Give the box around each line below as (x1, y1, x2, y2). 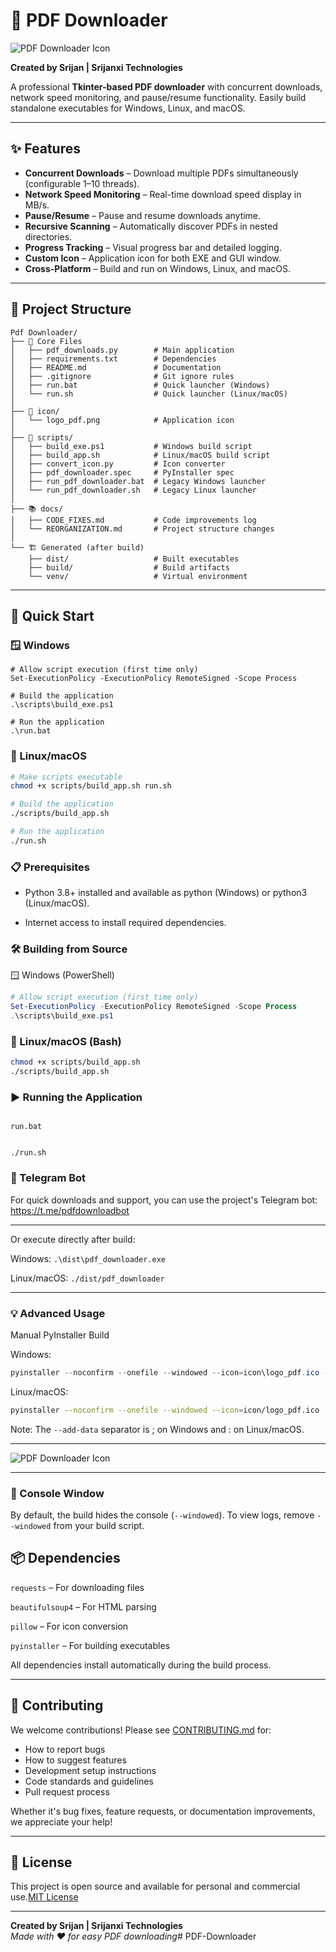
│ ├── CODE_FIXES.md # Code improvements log (10, 515, 257, 525)
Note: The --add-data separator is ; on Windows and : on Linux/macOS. (10, 1423, 305, 1435)
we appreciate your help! (10, 1815, 113, 1828)
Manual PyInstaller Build (10, 1329, 110, 1341)
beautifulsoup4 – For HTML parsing (10, 1600, 157, 1613)
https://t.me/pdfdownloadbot (10, 1204, 130, 1216)
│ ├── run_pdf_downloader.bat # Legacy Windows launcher (10, 476, 267, 486)
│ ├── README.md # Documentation (10, 362, 222, 373)
